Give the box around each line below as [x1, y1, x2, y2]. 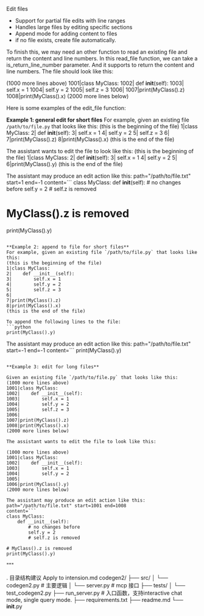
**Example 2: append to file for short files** [6, 244, 130, 250]
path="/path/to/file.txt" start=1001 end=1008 [6, 502, 127, 509]
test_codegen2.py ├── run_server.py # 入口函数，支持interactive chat [6, 589, 183, 596]
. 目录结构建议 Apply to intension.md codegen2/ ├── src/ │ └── [6, 574, 169, 581]
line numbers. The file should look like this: [6, 68, 114, 75]
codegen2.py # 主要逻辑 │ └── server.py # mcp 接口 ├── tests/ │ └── [6, 581, 186, 589]
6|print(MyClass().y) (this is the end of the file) [6, 161, 123, 167]
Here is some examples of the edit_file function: [6, 104, 126, 112]
